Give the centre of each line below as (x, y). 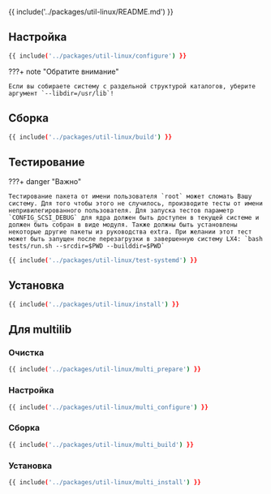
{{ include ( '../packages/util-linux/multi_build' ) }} (101, 445)
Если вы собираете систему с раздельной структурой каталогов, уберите (132, 86)
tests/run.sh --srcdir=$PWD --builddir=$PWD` (86, 247)
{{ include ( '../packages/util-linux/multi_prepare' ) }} (105, 369)
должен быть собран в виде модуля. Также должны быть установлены (123, 225)
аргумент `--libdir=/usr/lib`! (61, 93)
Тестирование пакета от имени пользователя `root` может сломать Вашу (130, 197)
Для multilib (40, 330)
